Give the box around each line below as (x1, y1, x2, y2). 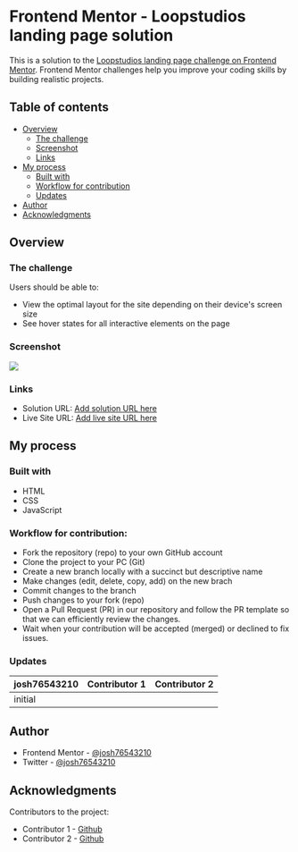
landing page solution (9, 25, 174, 46)
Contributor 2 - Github (21, 833, 104, 844)
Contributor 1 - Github (21, 823, 103, 834)
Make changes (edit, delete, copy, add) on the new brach (21, 576, 233, 586)
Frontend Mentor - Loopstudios (9, 6, 246, 27)
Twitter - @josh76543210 (21, 757, 116, 768)
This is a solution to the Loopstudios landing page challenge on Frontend (9, 55, 277, 65)
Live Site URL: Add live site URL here (21, 413, 158, 424)
